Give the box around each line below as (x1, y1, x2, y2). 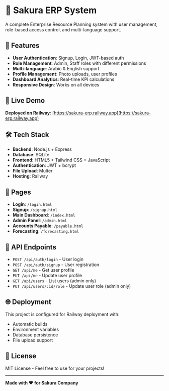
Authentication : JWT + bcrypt (12, 162, 76, 168)
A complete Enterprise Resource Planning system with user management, (5, 21, 158, 27)
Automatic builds (12, 321, 48, 327)
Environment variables (12, 326, 59, 332)
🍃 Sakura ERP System (5, 5, 97, 16)
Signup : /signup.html (12, 207, 58, 213)
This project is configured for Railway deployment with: (5, 311, 120, 317)
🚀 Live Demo (5, 96, 45, 105)
